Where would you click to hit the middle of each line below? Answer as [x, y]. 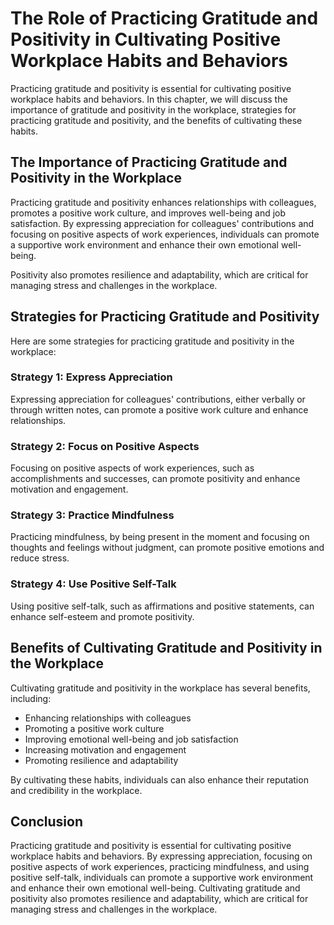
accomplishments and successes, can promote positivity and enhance [155, 479]
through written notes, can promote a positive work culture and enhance [159, 409]
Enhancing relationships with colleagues [108, 718]
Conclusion [47, 821]
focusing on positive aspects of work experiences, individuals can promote [165, 234]
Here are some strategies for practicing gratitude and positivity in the [152, 341]
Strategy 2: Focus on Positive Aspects [105, 446]
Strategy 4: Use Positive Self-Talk [93, 584]
